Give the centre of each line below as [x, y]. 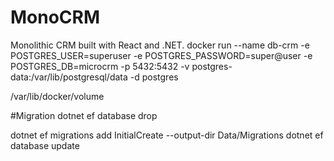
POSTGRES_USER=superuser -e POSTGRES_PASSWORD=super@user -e [161, 55]
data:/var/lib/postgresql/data [69, 77]
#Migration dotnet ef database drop [84, 115]
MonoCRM [55, 17]
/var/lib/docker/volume [57, 96]
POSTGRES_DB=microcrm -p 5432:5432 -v [100, 66]
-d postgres [154, 77]
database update [45, 145]
